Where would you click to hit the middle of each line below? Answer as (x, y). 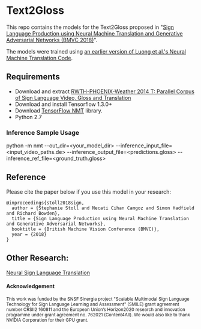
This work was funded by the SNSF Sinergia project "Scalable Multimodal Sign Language (98, 299)
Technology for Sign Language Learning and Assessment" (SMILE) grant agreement (93, 304)
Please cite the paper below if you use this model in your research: (88, 192)
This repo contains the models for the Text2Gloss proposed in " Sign (90, 27)
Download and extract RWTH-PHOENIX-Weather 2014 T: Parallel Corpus (105, 91)
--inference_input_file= (144, 146)
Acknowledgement (31, 286)
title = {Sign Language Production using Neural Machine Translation (100, 218)
